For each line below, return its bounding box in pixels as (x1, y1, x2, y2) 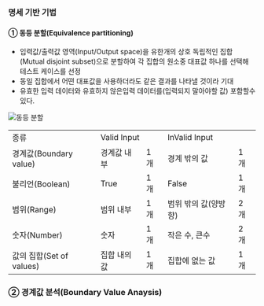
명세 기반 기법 (8, 6, 57, 17)
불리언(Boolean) (12, 179, 71, 190)
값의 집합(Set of (12, 250, 69, 261)
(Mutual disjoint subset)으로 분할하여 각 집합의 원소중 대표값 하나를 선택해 (19, 57, 249, 66)
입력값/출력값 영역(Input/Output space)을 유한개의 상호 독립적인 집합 (19, 47, 233, 57)
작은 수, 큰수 (167, 230, 211, 241)
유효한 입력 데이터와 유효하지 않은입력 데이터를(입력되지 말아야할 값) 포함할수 (19, 87, 256, 96)
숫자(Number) (12, 230, 63, 241)
